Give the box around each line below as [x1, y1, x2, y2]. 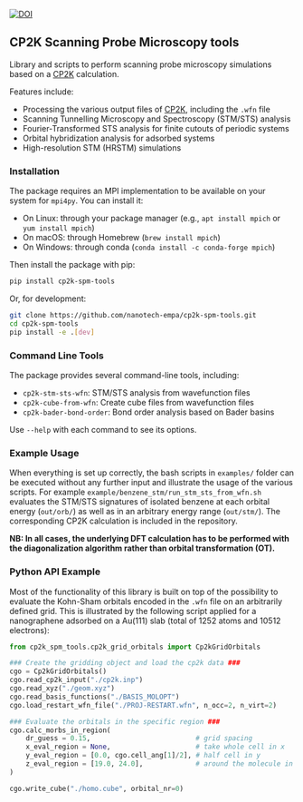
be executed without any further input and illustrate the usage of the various [9, 477, 294, 488]
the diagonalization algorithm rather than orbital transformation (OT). [9, 543, 276, 553]
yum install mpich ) [22, 222, 95, 233]
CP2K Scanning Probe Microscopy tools [9, 34, 240, 50]
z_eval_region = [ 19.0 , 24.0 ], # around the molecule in [25, 759, 294, 768]
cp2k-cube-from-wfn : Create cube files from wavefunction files [22, 396, 255, 407]
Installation [9, 164, 61, 177]
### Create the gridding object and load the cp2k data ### [9, 659, 241, 668]
